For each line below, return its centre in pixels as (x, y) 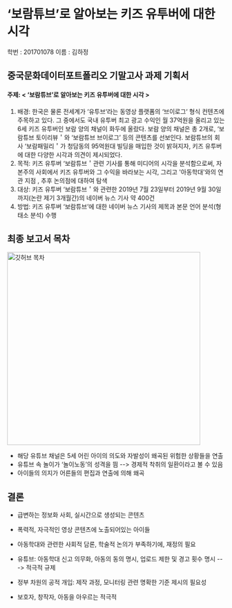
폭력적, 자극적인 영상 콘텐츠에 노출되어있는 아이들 (84, 530)
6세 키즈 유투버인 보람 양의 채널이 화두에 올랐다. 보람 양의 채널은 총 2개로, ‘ (118, 129)
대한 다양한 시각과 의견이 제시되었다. (74, 154)
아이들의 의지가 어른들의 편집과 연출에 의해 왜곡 (81, 473)
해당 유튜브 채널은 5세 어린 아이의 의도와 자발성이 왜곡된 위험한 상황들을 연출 (120, 456)
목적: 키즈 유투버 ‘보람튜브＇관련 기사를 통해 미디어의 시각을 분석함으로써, (116, 163)
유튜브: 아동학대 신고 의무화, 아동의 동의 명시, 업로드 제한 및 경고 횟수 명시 (116, 559)
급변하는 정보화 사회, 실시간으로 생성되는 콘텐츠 (81, 515)
